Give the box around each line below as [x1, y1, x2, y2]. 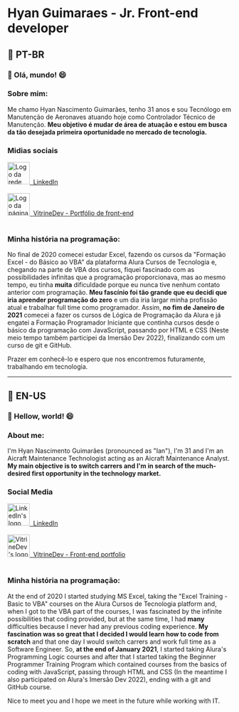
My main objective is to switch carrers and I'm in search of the [7, 461, 195, 470]
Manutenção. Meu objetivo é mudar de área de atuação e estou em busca [7, 120, 228, 129]
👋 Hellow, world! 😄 [7, 411, 74, 421]
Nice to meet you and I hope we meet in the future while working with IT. [7, 696, 221, 705]
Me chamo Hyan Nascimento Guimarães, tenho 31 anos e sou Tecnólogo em [7, 105, 231, 113]
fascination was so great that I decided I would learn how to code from [7, 629, 219, 638]
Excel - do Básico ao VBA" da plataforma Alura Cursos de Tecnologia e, [7, 258, 217, 266]
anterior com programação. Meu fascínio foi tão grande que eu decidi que [7, 288, 228, 297]
